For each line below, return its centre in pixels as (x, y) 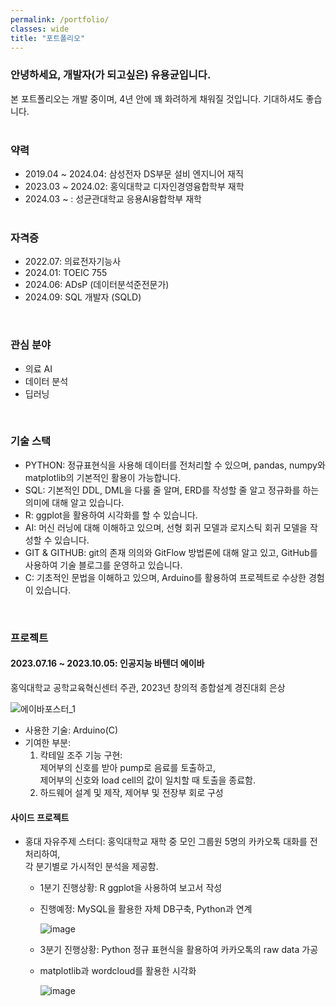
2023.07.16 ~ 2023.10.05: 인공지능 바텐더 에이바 (107, 663)
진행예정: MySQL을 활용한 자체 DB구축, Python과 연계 (146, 909)
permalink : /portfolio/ (60, 19)
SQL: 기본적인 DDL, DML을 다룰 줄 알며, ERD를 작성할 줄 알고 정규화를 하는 (172, 490)
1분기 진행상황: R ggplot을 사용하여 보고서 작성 (131, 888)
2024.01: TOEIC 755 (66, 273)
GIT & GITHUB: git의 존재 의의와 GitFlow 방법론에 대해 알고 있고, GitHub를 (171, 552)
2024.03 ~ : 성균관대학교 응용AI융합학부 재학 (113, 198)
